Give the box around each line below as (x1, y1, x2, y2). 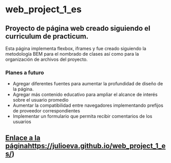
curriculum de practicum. (5, 32, 89, 40)
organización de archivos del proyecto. (5, 56, 88, 62)
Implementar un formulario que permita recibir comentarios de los (12, 113, 153, 120)
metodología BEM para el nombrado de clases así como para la (5, 51, 139, 57)
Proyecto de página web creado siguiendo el (5, 24, 150, 33)
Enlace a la (5, 133, 41, 142)
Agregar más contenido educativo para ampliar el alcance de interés (12, 91, 158, 98)
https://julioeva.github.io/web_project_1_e (27, 142, 166, 150)
